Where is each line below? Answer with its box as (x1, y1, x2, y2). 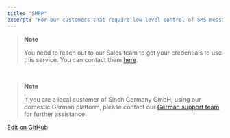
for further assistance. (23, 110, 87, 118)
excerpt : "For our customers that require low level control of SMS (7, 16, 207, 23)
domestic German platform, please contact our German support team (23, 102, 220, 111)
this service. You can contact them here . (23, 55, 138, 64)
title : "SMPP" (7, 10, 48, 17)
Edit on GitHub (7, 123, 49, 131)
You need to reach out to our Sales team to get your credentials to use (23, 49, 222, 57)
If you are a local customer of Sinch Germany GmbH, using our (23, 95, 201, 103)
